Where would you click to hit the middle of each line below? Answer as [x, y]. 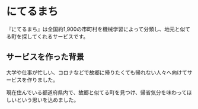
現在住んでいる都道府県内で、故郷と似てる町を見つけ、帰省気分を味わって [97, 92]
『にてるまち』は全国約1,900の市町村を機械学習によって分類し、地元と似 [96, 29]
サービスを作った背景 [45, 57]
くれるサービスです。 [63, 36]
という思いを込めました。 [47, 100]
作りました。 [41, 79]
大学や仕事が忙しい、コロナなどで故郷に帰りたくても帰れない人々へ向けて [97, 72]
